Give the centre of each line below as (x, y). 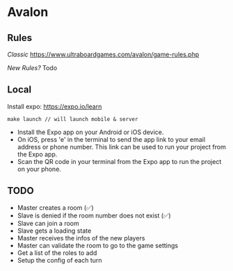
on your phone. (39, 169)
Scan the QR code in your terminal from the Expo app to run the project (119, 161)
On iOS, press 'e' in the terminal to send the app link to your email (111, 139)
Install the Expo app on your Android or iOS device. (90, 132)
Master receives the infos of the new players (81, 238)
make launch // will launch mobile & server (73, 119)
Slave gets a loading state (54, 231)
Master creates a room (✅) (55, 207)
